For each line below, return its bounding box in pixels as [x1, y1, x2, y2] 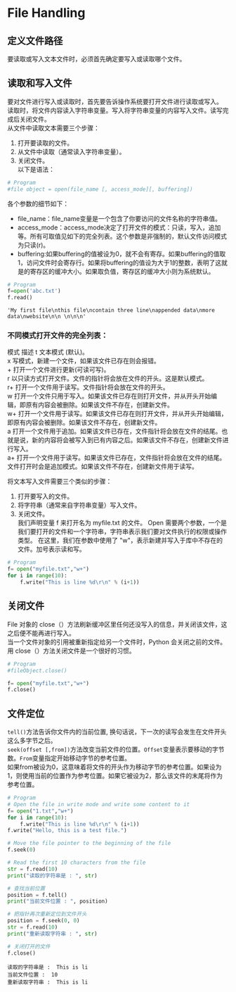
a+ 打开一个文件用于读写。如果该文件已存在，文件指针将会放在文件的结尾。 [7, 453, 226, 462]
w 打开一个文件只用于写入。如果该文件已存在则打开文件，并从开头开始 [7, 392, 211, 401]
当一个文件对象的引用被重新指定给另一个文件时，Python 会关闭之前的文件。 [7, 637, 227, 646]
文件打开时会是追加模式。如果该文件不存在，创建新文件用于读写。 [7, 463, 198, 471]
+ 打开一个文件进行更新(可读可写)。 [7, 365, 110, 374]
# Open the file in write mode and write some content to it [7, 800, 190, 808]
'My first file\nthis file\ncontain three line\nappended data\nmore [7, 307, 216, 314]
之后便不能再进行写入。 [7, 629, 75, 637]
